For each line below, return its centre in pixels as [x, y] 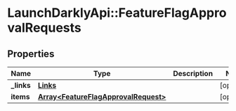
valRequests [45, 28]
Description [193, 73]
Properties [31, 54]
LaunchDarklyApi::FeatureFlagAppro [117, 13]
